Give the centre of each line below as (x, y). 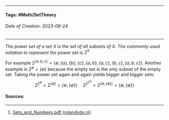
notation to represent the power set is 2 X (47, 52)
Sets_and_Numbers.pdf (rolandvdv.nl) (52, 112)
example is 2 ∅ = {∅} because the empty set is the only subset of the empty (83, 69)
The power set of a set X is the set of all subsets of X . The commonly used (82, 46)
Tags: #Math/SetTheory (31, 14)
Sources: (15, 96)
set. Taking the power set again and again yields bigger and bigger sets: (80, 74)
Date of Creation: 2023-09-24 (37, 26)
